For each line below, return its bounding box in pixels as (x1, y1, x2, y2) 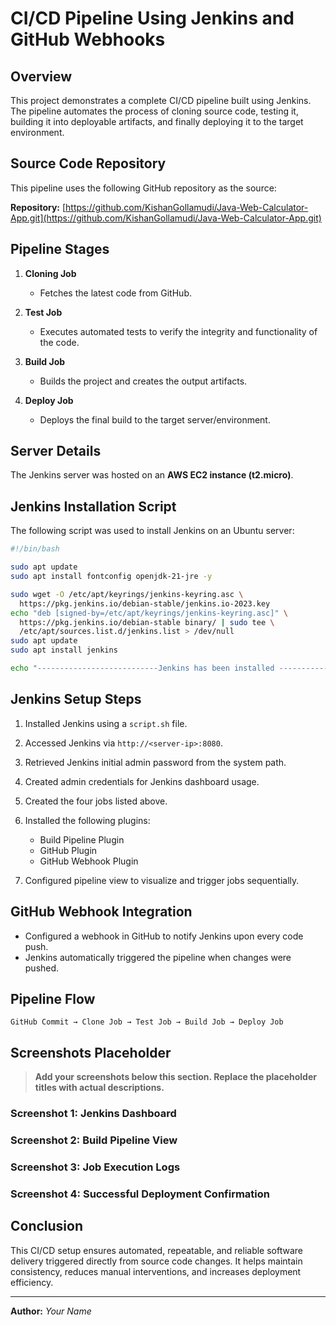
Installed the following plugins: (24, 814, 151, 826)
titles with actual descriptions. (34, 1082, 165, 1094)
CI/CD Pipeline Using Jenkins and (10, 7, 295, 30)
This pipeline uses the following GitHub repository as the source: (10, 182, 277, 194)
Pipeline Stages (10, 241, 110, 258)
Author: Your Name (10, 1305, 92, 1317)
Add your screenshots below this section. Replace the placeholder (34, 1071, 317, 1083)
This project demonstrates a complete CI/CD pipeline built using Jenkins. (10, 95, 312, 106)
